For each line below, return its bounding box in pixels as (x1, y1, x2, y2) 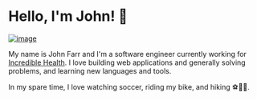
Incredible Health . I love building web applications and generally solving (8, 58, 247, 67)
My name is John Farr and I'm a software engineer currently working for (8, 49, 247, 58)
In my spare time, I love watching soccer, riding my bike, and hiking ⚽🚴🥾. (8, 82, 251, 91)
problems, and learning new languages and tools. (8, 66, 172, 75)
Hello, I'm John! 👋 (8, 7, 128, 26)
